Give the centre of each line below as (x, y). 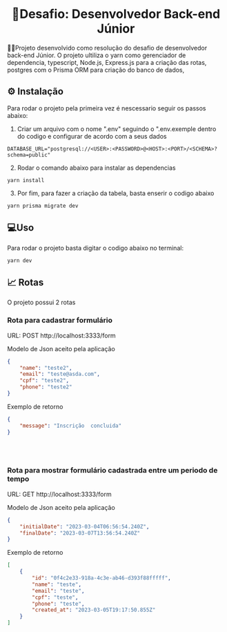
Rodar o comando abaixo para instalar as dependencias (96, 168)
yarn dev (20, 260)
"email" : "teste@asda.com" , (60, 374)
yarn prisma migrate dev (43, 206)
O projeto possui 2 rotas (41, 302)
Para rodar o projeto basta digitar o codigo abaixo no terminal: (96, 248)
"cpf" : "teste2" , (45, 381)
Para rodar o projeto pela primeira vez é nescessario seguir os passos (107, 108)
